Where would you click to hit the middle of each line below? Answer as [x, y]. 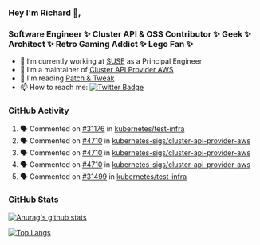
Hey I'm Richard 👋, [45, 13]
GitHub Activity [39, 111]
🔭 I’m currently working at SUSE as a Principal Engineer [111, 61]
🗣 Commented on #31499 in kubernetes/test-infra [103, 176]
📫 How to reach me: [54, 87]
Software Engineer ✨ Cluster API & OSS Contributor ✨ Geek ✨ [130, 33]
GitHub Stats [33, 200]
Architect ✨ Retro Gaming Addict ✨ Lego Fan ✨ [101, 44]
